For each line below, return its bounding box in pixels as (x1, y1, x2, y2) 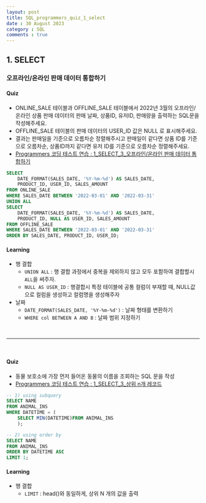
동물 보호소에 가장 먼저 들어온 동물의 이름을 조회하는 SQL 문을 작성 (15, 372, 175, 380)
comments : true (6, 32, 48, 38)
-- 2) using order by (6, 432, 62, 438)
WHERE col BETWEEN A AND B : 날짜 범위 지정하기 (24, 314, 141, 321)
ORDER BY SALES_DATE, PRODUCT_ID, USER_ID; (6, 232, 120, 239)
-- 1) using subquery (6, 392, 62, 399)
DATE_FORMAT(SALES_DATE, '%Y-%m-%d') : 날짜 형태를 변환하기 (24, 306, 173, 313)
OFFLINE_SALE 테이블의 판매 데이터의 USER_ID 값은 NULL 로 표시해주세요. (15, 127, 197, 134)
